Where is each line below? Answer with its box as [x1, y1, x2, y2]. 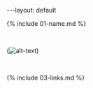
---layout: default [6, 6, 57, 14]
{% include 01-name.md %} [6, 20, 87, 27]
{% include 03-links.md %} [6, 73, 85, 82]
